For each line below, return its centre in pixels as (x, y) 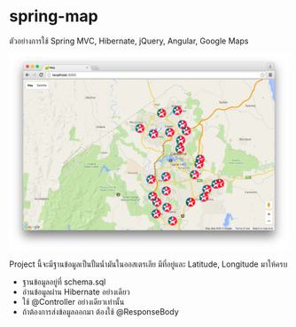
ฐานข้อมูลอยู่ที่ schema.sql (64, 282)
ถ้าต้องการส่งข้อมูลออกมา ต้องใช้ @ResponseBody (100, 311)
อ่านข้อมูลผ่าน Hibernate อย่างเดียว (76, 292)
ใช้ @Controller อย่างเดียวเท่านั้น (73, 301)
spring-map (54, 16)
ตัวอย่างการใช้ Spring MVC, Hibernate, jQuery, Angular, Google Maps (129, 41)
